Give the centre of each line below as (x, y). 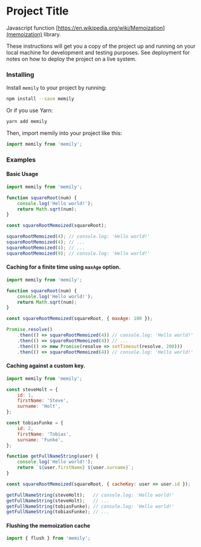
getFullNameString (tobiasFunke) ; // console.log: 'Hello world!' (90, 506)
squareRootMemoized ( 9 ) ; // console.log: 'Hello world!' (78, 253)
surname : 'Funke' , (40, 440)
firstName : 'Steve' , (43, 401)
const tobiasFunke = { (35, 423)
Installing (20, 74)
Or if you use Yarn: (30, 111)
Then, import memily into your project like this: (64, 133)
